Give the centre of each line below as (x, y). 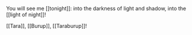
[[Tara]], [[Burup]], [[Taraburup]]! (47, 26)
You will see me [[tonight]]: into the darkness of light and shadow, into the (96, 8)
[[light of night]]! (26, 15)
